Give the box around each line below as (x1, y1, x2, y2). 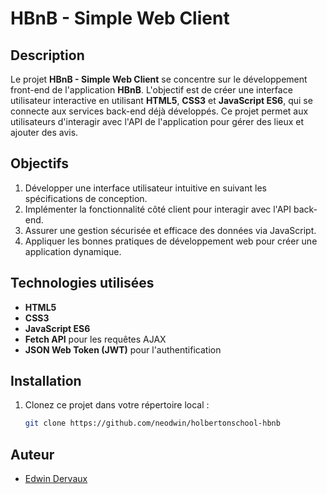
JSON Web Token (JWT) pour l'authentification (24, 343, 222, 356)
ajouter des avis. (10, 127, 79, 138)
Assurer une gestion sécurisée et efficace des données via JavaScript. (24, 224, 317, 236)
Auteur (10, 446, 55, 463)
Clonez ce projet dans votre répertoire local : (24, 399, 210, 411)
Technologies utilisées (10, 275, 155, 292)
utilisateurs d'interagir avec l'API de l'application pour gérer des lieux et (10, 116, 305, 127)
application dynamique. (24, 245, 122, 257)
